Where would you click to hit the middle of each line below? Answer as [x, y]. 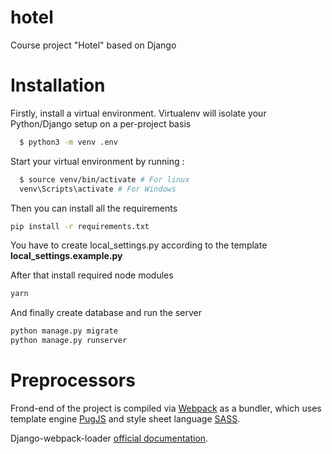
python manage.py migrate [64, 331]
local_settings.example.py [66, 256]
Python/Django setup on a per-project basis [101, 123]
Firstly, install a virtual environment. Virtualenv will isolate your [138, 113]
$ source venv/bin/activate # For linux [104, 179]
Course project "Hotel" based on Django [93, 45]
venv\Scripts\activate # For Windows [98, 189]
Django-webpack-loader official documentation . [109, 438]
